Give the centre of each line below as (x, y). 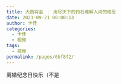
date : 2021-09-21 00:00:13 (40, 18)
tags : (13, 46)
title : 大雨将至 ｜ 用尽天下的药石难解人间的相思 (61, 12)
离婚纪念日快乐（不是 (33, 75)
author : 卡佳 (22, 23)
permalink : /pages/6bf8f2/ (40, 57)
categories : (21, 29)
